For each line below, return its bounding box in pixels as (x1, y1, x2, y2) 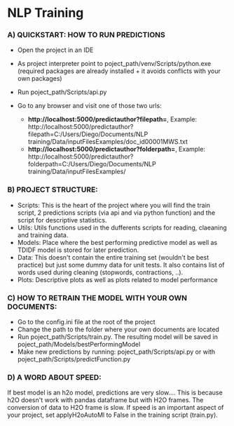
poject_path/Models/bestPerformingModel (17, 340, 141, 349)
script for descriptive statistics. (17, 215, 107, 224)
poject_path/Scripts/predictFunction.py (17, 355, 131, 364)
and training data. (17, 230, 69, 239)
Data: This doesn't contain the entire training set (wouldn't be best (17, 253, 209, 261)
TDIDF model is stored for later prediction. (17, 246, 139, 254)
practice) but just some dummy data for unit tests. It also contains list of (17, 260, 225, 269)
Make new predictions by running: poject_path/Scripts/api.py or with (17, 347, 216, 356)
